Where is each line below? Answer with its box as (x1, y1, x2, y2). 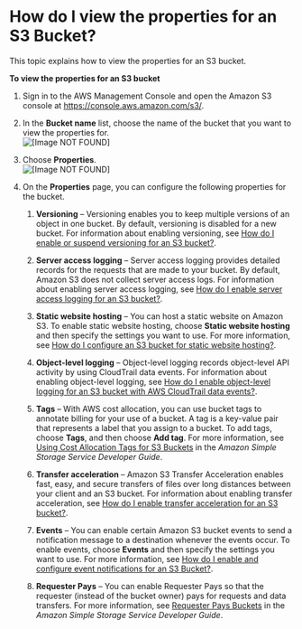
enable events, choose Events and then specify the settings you (35, 544, 275, 555)
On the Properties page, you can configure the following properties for (22, 181, 287, 192)
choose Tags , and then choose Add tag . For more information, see (35, 432, 284, 443)
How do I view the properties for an (9, 6, 278, 27)
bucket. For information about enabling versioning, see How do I (35, 228, 275, 239)
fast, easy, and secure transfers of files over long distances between (35, 478, 291, 489)
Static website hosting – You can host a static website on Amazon (35, 310, 284, 322)
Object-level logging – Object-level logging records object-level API (35, 357, 290, 368)
